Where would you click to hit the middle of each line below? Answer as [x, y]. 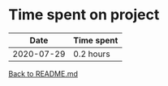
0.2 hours [92, 54]
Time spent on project [84, 15]
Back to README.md [43, 73]
